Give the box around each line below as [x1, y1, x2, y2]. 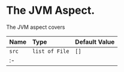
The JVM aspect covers [6, 23, 65, 31]
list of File [32, 47, 69, 55]
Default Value [74, 37, 115, 46]
